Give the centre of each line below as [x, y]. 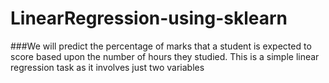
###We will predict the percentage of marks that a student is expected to [161, 46]
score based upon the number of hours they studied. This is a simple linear [165, 56]
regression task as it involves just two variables [107, 67]
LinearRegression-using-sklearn [149, 18]
